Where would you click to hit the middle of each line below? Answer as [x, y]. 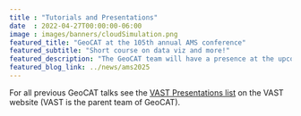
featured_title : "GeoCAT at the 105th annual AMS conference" [128, 42]
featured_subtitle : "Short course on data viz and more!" [120, 51]
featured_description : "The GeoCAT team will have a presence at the [142, 59]
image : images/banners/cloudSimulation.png [94, 34]
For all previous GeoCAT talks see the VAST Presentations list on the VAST [146, 92]
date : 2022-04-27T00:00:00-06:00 [76, 26]
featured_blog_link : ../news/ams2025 [80, 68]
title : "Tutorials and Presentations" [84, 17]
